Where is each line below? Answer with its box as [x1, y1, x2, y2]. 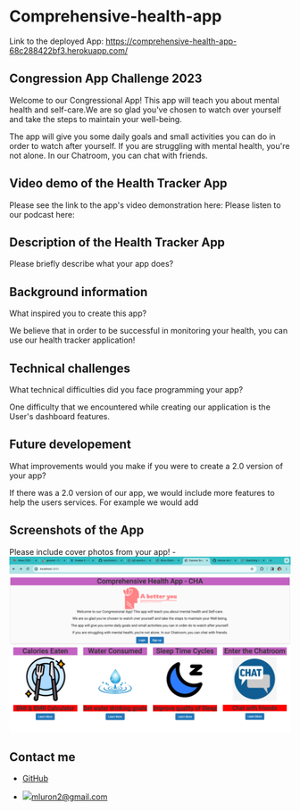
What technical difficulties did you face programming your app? [9, 385, 244, 394]
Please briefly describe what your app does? [9, 259, 174, 269]
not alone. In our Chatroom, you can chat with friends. [9, 150, 208, 161]
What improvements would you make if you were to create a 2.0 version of [9, 460, 284, 471]
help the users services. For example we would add [9, 497, 199, 508]
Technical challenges [9, 360, 131, 376]
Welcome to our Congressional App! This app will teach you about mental [9, 95, 279, 105]
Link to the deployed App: [9, 36, 104, 46]
